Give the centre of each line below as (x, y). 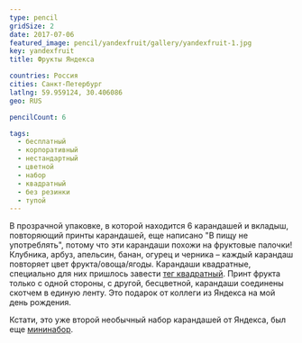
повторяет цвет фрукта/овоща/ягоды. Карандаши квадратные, (130, 264)
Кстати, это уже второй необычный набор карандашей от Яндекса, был (148, 320)
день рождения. (41, 302)
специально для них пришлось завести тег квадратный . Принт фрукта (145, 274)
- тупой (32, 200)
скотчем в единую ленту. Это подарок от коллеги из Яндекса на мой (142, 293)
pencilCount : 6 (38, 117)
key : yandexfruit (42, 51)
